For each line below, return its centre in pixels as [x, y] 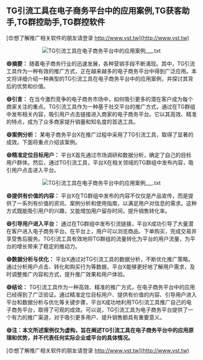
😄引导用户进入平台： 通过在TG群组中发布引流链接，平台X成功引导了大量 [97, 223]
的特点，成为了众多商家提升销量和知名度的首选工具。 [72, 121]
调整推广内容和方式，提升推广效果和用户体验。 [69, 274]
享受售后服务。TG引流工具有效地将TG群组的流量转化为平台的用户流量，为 [98, 239]
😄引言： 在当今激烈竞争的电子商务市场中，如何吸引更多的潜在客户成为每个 [100, 99]
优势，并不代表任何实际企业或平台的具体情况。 [75, 338]
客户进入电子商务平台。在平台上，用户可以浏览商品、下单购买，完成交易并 [104, 231]
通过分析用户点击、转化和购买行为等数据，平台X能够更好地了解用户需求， [98, 266]
